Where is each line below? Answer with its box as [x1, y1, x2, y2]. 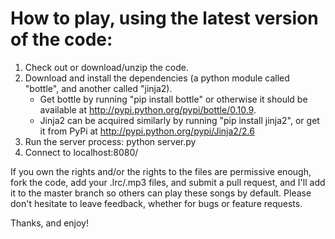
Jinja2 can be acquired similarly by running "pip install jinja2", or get [39, 114, 320, 126]
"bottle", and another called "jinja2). [24, 82, 173, 94]
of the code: [10, 28, 113, 51]
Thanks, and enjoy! [10, 217, 89, 229]
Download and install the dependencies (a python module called [24, 72, 290, 84]
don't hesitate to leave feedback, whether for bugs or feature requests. [10, 197, 303, 209]
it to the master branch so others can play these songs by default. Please [10, 187, 312, 199]
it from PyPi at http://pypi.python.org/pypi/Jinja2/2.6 [39, 125, 255, 137]
